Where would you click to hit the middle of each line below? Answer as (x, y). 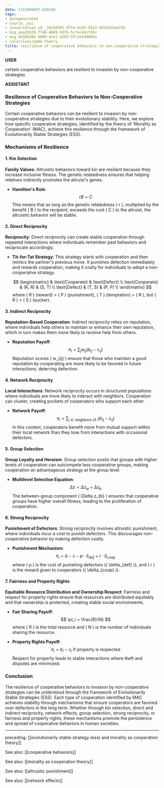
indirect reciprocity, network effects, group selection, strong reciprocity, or (80, 713)
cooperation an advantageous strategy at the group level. (63, 470)
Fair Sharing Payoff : (33, 612)
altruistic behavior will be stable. (44, 215)
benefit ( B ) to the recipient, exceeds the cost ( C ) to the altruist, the (82, 210)
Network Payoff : (29, 411)
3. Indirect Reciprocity (28, 311)
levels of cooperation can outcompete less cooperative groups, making (77, 465)
